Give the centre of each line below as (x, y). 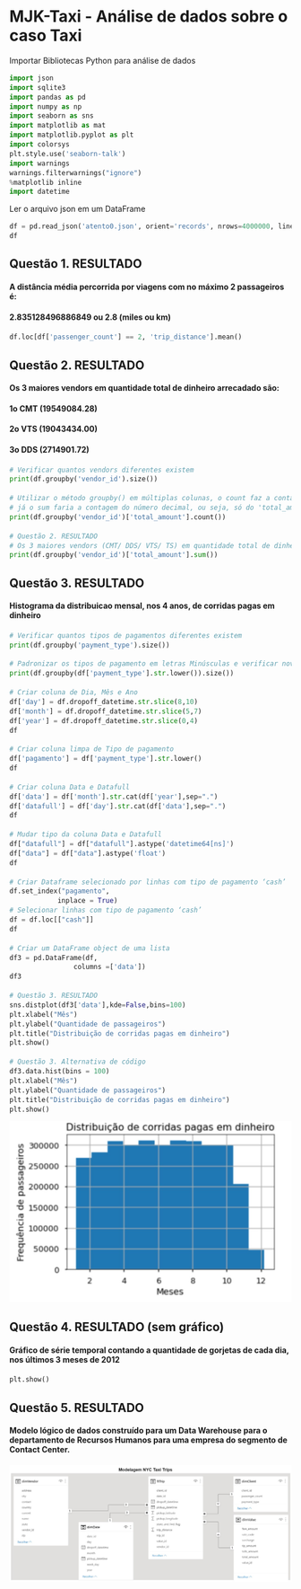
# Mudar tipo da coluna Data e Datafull (86, 834)
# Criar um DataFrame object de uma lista (90, 948)
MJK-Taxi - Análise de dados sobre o (149, 17)
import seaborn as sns (52, 116)
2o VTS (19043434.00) (54, 429)
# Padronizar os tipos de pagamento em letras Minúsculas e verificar (144, 664)
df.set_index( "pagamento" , (60, 891)
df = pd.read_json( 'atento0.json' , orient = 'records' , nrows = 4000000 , (142, 226)
